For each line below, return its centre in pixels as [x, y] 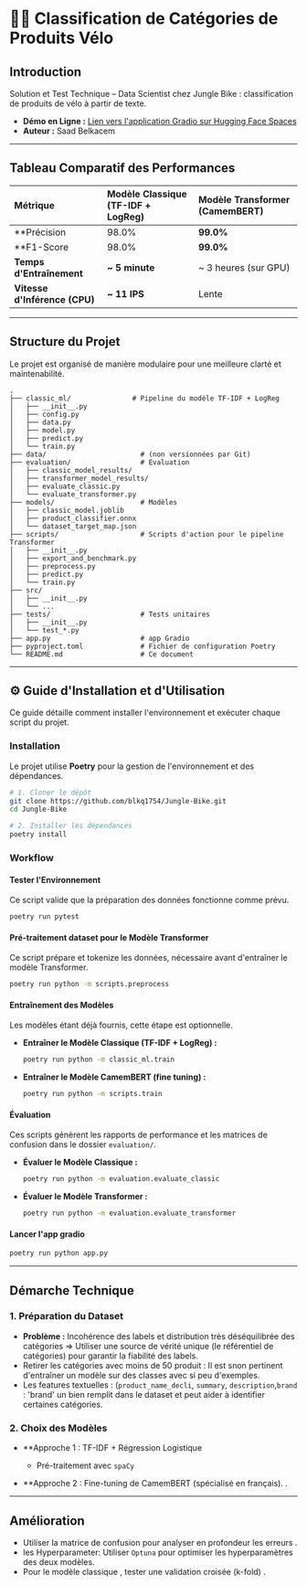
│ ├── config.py [44, 414]
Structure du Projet [65, 342]
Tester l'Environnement [55, 879]
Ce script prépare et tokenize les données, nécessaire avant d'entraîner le [148, 958]
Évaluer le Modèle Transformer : [85, 1197]
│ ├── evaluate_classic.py [65, 486]
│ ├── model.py [42, 430]
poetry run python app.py [58, 1253]
